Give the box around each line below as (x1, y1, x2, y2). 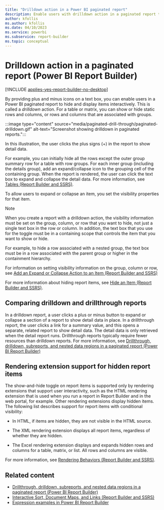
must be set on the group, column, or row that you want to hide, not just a (5, 220, 153, 226)
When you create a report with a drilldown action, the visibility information (5, 215, 154, 221)
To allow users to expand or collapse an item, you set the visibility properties (5, 191, 159, 197)
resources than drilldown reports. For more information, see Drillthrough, (5, 338, 151, 344)
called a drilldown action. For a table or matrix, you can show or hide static (5, 106, 155, 112)
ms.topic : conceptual (5, 39, 49, 44)
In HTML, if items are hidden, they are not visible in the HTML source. (12, 418, 152, 424)
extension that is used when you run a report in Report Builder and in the (5, 393, 151, 399)
